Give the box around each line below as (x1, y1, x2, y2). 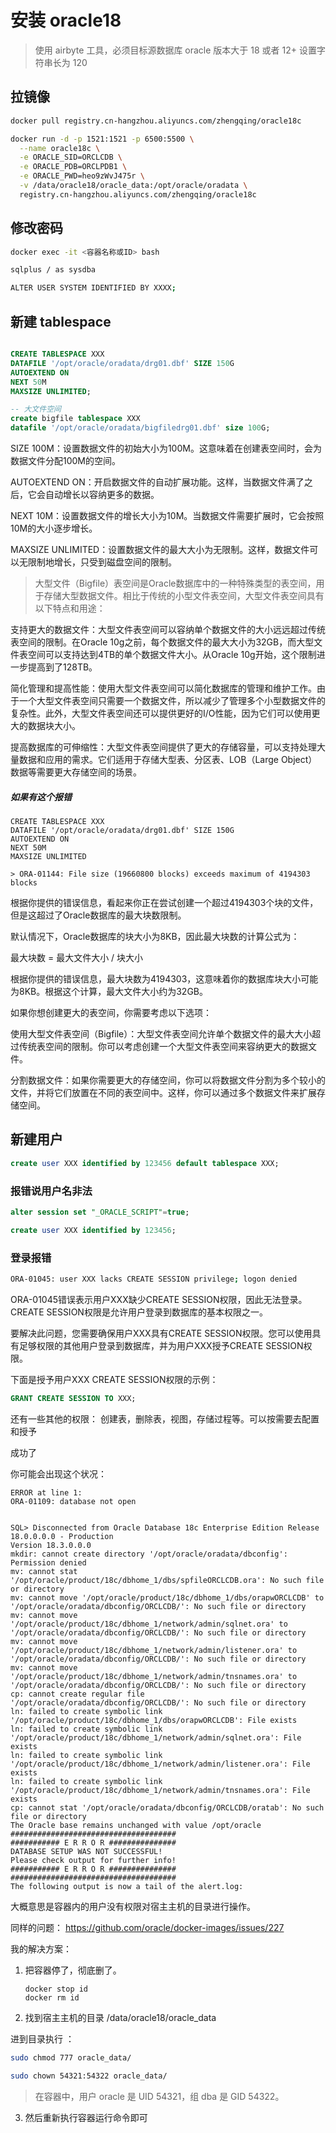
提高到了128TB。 (27, 661, 98, 673)
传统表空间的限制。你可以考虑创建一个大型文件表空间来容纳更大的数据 (18, 1040, 308, 1052)
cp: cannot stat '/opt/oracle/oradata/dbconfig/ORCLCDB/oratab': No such (10, 1802, 325, 1813)
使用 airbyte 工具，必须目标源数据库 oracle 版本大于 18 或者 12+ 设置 (34, 44, 317, 56)
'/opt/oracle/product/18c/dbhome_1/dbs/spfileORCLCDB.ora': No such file (10, 1575, 325, 1585)
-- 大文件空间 (10, 404, 62, 415)
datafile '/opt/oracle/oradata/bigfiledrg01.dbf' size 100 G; (10, 423, 271, 433)
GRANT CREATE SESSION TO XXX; (10, 1393, 137, 1403)
